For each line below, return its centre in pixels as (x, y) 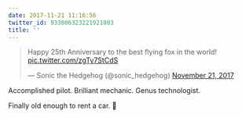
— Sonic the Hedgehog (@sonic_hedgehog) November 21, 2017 (130, 76)
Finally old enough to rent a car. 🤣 (62, 105)
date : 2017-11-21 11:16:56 (52, 15)
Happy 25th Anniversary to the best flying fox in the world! (122, 52)
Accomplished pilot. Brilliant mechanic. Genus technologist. (104, 91)
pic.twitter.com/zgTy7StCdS (73, 60)
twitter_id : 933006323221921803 (61, 23)
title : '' (24, 30)
